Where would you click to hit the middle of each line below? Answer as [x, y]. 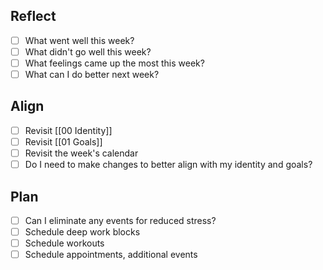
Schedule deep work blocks [82, 232]
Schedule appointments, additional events [111, 255]
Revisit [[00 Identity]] [68, 130]
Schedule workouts [64, 243]
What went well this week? [79, 40]
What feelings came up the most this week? [114, 63]
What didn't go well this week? [88, 51]
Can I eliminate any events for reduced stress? [120, 220]
